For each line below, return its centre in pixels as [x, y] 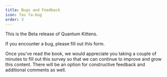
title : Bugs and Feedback [33, 10]
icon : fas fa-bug [24, 15]
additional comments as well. [36, 70]
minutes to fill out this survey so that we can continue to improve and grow [83, 59]
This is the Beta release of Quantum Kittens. [51, 34]
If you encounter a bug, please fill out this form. [55, 44]
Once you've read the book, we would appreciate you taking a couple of [81, 54]
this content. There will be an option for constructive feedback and [75, 65]
